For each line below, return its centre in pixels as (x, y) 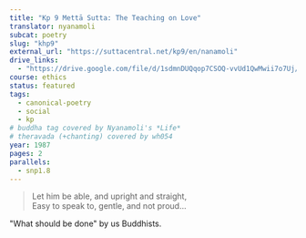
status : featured (42, 86)
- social (34, 111)
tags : (20, 94)
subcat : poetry (38, 35)
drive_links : (34, 60)
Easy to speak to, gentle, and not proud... (109, 206)
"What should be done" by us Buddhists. (86, 223)
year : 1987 (30, 145)
